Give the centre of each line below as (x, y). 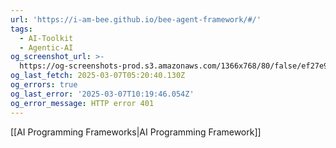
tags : (21, 29)
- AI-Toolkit (46, 38)
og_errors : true (44, 85)
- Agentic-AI (46, 47)
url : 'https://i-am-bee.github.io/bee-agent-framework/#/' (136, 19)
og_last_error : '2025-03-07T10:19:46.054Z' (102, 94)
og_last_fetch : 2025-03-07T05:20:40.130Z (98, 76)
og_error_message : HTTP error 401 (82, 103)
